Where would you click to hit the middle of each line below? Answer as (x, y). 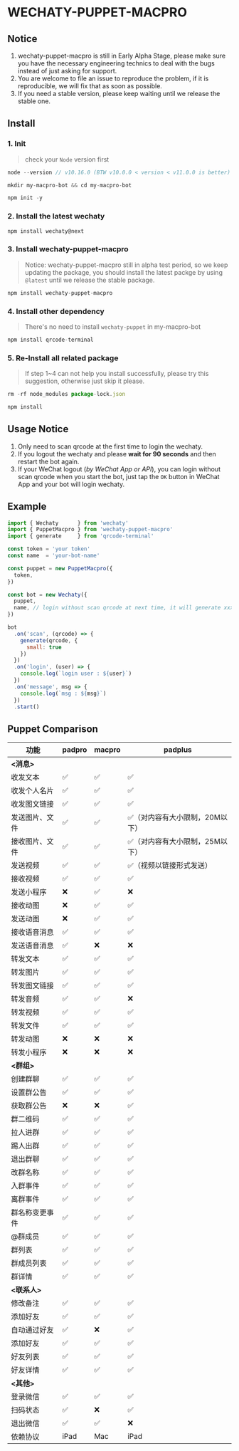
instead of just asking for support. (67, 71)
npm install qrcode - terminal (51, 340)
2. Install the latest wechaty (56, 216)
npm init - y (25, 198)
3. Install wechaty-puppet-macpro (68, 249)
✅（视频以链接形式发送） (170, 866)
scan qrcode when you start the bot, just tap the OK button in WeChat (118, 476)
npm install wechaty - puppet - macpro (60, 293)
